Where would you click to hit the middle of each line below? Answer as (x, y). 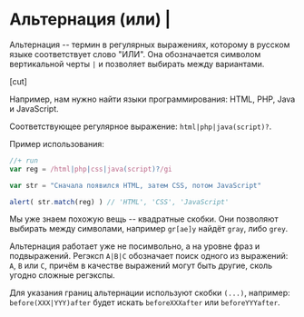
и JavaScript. (34, 108)
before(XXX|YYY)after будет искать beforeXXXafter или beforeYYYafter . (145, 302)
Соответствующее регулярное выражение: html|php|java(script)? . (141, 126)
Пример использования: (57, 144)
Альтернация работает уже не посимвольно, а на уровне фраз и (135, 246)
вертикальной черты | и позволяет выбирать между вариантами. (137, 64)
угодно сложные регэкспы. (62, 275)
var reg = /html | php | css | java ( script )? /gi (91, 169)
